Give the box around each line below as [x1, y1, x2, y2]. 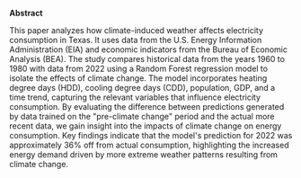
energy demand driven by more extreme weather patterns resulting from [9, 149, 279, 160]
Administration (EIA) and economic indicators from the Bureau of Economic [9, 44, 288, 55]
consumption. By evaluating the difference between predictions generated [9, 102, 285, 111]
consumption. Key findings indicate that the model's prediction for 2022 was [9, 130, 293, 140]
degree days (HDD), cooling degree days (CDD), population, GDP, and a [9, 83, 276, 93]
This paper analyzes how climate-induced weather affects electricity [9, 25, 263, 35]
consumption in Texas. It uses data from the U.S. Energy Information [9, 35, 262, 45]
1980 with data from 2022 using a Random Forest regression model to [9, 63, 268, 74]
